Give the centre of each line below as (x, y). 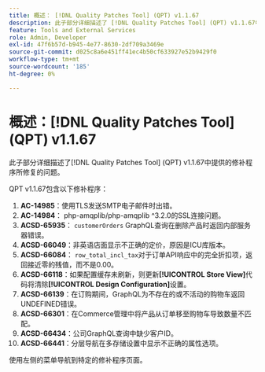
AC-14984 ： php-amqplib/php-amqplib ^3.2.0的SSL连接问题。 (123, 215)
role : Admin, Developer (48, 37)
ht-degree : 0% (32, 74)
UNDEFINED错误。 (51, 304)
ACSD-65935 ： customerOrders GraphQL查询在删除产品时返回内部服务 (135, 225)
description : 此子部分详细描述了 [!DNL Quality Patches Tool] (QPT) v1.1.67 (132, 23)
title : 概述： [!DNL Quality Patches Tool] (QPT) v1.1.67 (104, 15)
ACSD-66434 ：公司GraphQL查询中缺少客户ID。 (99, 333)
